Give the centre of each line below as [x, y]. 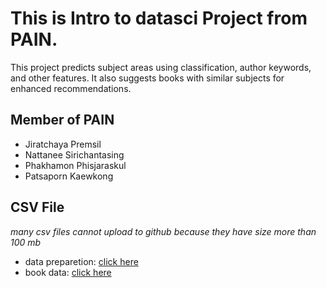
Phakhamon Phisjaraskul [75, 165]
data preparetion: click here [81, 261]
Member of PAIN [62, 120]
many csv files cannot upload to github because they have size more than [163, 231]
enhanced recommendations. [71, 88]
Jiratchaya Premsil [63, 144]
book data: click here [68, 272]
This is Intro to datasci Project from [159, 18]
